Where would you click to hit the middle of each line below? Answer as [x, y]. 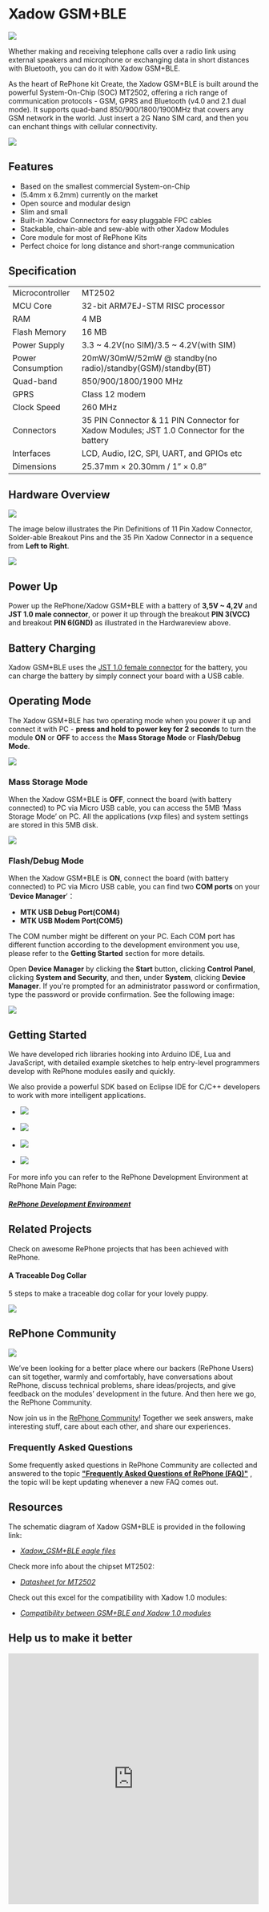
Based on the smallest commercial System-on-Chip [105, 186]
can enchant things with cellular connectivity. [83, 126]
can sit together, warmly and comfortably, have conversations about [121, 1377]
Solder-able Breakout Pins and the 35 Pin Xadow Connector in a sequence [131, 538]
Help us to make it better [70, 1638]
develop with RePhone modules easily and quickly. [92, 1072]
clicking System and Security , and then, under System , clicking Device [127, 978]
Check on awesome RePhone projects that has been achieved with [118, 1248]
